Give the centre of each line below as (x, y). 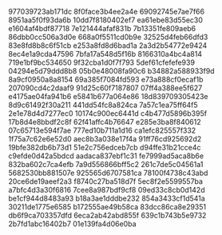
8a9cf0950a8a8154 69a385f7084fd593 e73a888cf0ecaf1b (106, 80)
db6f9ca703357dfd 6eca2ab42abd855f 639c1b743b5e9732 (107, 215)
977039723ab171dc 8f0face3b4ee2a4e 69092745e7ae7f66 (107, 12)
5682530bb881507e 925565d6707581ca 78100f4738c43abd (108, 173)
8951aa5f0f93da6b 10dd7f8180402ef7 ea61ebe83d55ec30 (106, 20)
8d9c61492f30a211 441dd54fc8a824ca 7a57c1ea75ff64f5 (103, 105)
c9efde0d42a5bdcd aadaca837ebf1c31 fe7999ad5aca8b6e (106, 156)
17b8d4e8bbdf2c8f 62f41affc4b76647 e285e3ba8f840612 (105, 122)
